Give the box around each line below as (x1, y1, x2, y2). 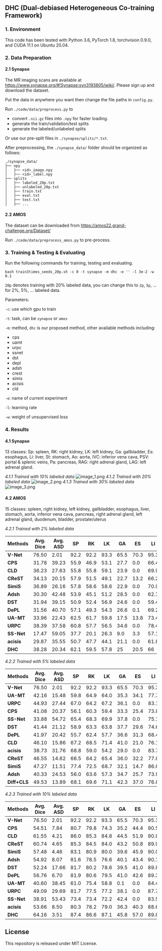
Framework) (5, 12, 42, 20)
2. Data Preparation (5, 54, 52, 61)
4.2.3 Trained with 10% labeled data (5, 791, 77, 797)
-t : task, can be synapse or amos (5, 316, 68, 321)
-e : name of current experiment (5, 395, 67, 401)
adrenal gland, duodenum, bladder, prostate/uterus (5, 516, 107, 522)
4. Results (5, 426, 29, 433)
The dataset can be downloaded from (5, 222, 80, 228)
